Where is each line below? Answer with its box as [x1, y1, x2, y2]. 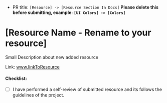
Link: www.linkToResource [5, 63, 60, 69]
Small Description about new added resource [5, 54, 99, 60]
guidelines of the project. [12, 92, 64, 98]
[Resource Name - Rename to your [5, 27, 151, 38]
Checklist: [5, 75, 28, 81]
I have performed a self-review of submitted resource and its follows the [12, 86, 162, 92]
